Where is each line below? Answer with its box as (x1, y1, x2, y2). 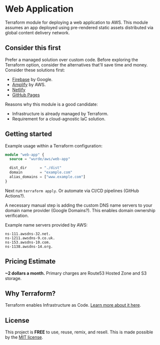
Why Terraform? (5, 290, 56, 298)
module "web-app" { (5, 152, 45, 157)
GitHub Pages (12, 92, 40, 98)
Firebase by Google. (12, 76, 53, 82)
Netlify (12, 86, 26, 93)
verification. (5, 213, 29, 218)
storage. (5, 275, 22, 281)
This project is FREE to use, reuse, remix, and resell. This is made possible (5, 329, 154, 335)
